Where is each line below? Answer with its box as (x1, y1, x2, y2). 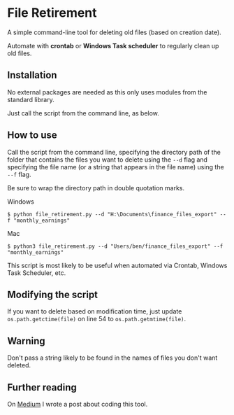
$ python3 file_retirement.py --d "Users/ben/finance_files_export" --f (7, 243, 224, 250)
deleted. (7, 361, 31, 370)
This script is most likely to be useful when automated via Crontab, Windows (7, 261, 228, 269)
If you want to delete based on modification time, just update (7, 307, 182, 316)
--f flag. (7, 170, 31, 178)
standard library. (7, 95, 54, 104)
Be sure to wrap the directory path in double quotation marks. (7, 183, 185, 192)
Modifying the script (7, 288, 98, 300)
